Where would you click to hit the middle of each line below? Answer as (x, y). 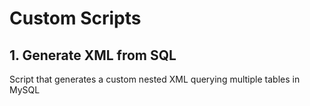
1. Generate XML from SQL (93, 55)
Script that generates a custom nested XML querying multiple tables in (155, 79)
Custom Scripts (75, 18)
